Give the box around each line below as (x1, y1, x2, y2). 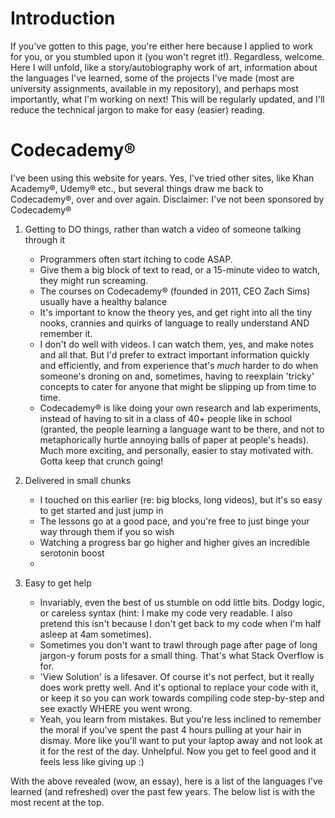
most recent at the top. (10, 796, 105, 808)
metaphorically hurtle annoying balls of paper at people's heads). (39, 433, 310, 446)
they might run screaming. (39, 274, 149, 286)
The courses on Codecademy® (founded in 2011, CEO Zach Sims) (39, 285, 311, 297)
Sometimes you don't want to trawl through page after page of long (39, 638, 318, 651)
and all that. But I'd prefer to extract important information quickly (39, 348, 310, 361)
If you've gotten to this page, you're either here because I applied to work (10, 40, 314, 52)
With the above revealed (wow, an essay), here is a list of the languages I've (10, 775, 323, 787)
